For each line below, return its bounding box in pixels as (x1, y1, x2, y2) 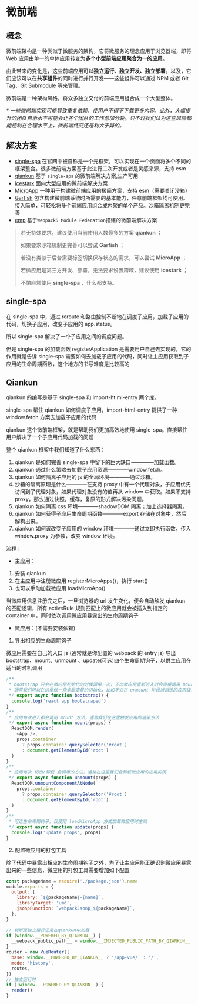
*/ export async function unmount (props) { (8, 775, 117, 781)
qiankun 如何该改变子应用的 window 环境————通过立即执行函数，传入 (14, 525, 192, 532)
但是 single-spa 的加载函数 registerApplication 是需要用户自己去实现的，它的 (6, 345, 192, 353)
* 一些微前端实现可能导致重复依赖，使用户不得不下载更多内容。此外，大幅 (6, 107, 185, 114)
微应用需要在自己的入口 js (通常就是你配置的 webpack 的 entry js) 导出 (6, 650, 176, 657)
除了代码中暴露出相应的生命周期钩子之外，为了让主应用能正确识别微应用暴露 (6, 859, 192, 866)
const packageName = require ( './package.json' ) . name (6, 878, 138, 884)
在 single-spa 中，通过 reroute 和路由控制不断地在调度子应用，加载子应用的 (6, 313, 189, 320)
